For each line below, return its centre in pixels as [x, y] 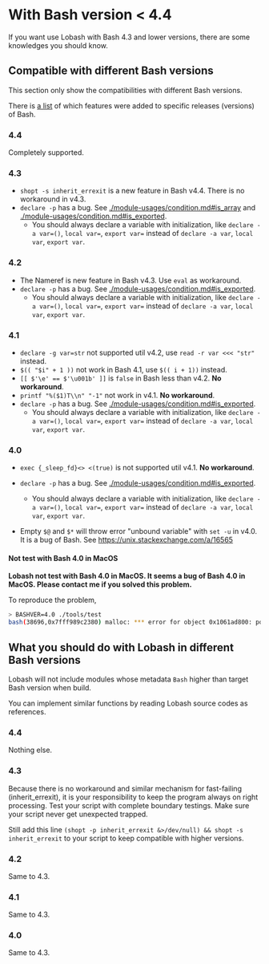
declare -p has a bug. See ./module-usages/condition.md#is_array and [138, 208]
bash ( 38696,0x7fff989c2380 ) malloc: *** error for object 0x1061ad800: [130, 622]
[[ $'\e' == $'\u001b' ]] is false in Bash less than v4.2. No [120, 378]
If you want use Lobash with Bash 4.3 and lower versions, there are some [129, 37]
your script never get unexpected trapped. [78, 814]
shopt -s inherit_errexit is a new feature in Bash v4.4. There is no [132, 191]
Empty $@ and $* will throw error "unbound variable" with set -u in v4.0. [139, 531]
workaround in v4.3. [53, 199]
